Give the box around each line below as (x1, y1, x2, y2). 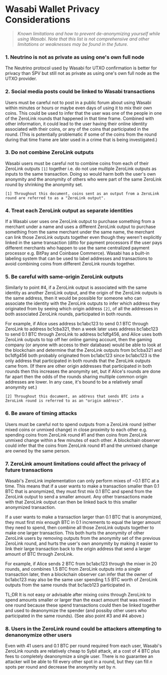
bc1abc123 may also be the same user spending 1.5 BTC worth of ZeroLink (5, 577, 158, 583)
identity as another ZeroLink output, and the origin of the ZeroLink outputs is (5, 290, 162, 296)
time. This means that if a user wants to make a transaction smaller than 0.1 (5, 483, 160, 489)
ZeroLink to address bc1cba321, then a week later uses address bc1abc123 (5, 326, 159, 332)
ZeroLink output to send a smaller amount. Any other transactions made (5, 494, 153, 500)
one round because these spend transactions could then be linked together (5, 602, 160, 608)
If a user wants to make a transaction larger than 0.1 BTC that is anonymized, (5, 514, 162, 520)
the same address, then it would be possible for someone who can (5, 295, 142, 301)
